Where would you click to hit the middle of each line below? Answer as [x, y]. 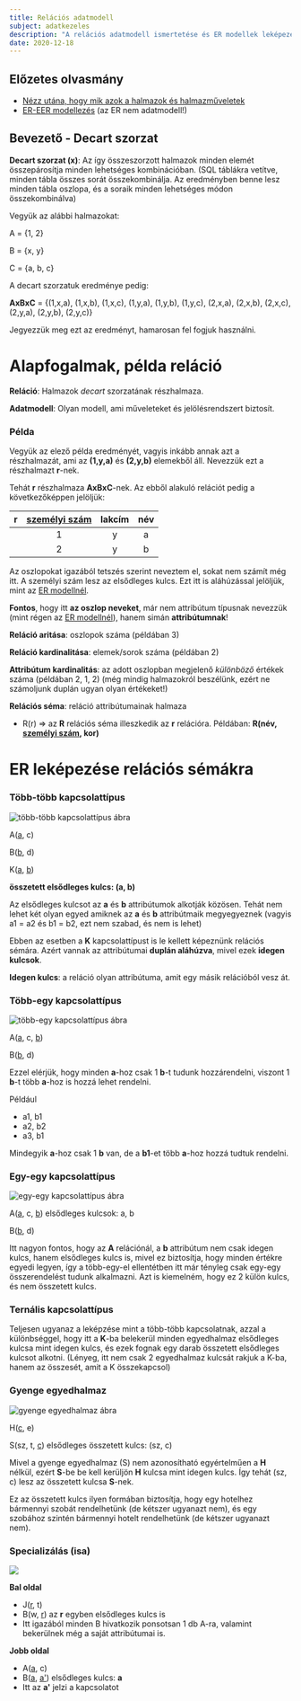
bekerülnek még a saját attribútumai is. [94, 1634]
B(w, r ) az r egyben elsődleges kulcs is [94, 1615]
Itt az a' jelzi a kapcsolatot [70, 1688]
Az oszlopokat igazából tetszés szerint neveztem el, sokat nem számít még [148, 571]
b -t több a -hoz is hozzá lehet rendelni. [80, 1081]
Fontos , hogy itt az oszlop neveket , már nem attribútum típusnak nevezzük [148, 608]
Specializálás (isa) [50, 1551]
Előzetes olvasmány [66, 79]
